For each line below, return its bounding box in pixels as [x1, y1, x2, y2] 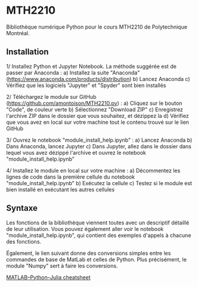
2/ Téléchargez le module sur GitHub [6, 93, 97, 100]
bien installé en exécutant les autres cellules [6, 186, 115, 193]
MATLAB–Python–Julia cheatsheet [6, 273, 91, 280]
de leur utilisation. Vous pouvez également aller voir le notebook [6, 225, 164, 232]
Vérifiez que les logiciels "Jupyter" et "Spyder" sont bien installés [6, 82, 166, 89]
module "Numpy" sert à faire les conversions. [6, 262, 118, 269]
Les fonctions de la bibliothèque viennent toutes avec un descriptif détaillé [6, 219, 190, 226]
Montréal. [6, 29, 30, 36]
